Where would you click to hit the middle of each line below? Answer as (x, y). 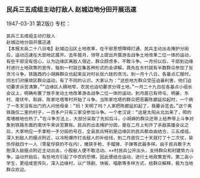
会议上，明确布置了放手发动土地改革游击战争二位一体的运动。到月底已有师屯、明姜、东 (98, 93)
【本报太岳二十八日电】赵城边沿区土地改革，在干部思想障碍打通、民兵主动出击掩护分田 (98, 49)
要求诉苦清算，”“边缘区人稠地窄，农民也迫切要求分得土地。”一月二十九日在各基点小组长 (101, 87)
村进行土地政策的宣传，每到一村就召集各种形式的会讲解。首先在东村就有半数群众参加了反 (100, 68)
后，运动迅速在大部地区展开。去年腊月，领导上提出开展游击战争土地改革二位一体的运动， (100, 55)
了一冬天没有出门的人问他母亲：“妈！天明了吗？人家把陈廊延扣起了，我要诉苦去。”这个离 (99, 106)
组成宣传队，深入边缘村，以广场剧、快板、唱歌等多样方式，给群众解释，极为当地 (108, 164)
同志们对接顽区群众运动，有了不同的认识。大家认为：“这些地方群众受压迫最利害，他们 (97, 81)
